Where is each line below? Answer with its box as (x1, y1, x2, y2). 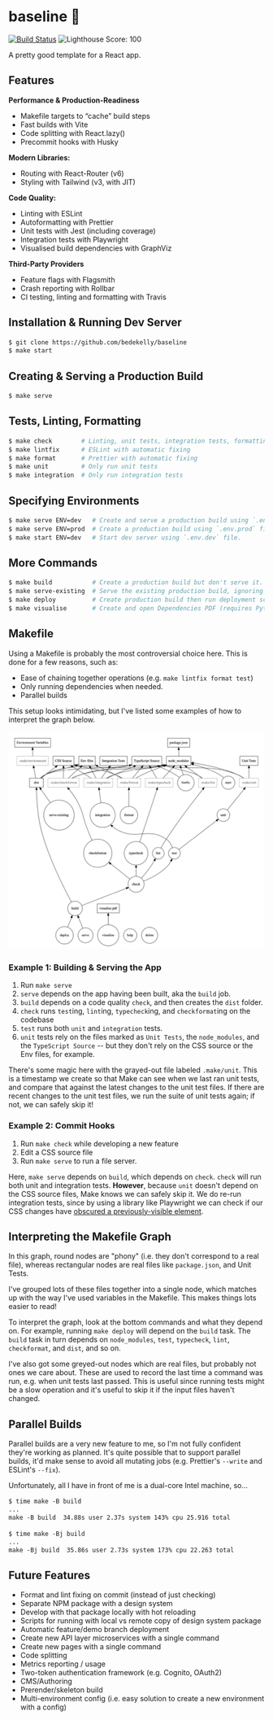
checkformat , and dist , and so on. (8, 1343, 122, 1353)
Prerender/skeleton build (19, 1684, 103, 1695)
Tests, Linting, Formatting (8, 414, 141, 428)
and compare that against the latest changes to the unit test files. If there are (8, 1082, 265, 1093)
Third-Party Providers (8, 259, 84, 268)
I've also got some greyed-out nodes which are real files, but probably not (8, 1359, 257, 1369)
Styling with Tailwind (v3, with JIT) (19, 177, 136, 186)
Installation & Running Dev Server (8, 316, 182, 330)
